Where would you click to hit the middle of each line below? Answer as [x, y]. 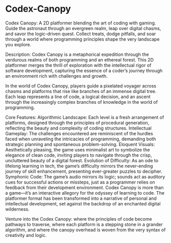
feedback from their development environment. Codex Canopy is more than [84, 187]
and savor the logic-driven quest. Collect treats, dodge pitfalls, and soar [81, 34]
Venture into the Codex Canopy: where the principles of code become [79, 219]
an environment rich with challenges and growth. [56, 76]
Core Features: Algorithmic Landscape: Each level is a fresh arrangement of [85, 117]
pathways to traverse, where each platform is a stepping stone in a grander [84, 224]
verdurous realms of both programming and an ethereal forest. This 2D [79, 59]
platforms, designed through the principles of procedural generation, [77, 123]
